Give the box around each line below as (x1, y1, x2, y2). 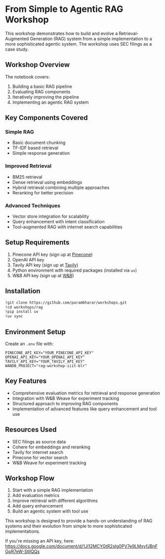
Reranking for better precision (12, 189, 74, 195)
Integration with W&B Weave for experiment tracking (12, 395, 120, 401)
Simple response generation (12, 150, 70, 156)
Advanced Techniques (5, 202, 61, 209)
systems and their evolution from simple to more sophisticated (5, 523, 132, 529)
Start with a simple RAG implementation (12, 487, 93, 493)
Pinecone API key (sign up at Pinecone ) (12, 251, 93, 257)
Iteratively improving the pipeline (12, 94, 79, 100)
